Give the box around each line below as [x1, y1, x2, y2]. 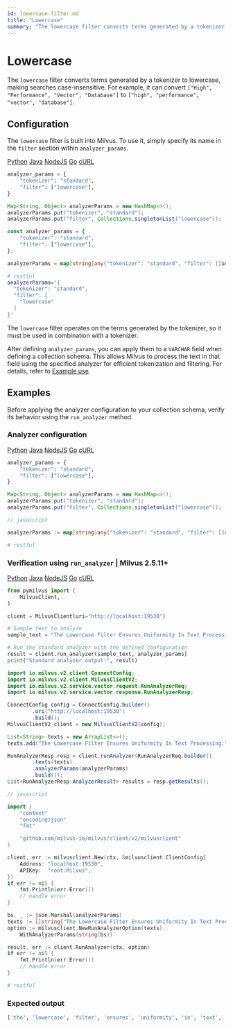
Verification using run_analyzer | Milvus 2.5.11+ [7, 558, 169, 568]
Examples [7, 387, 51, 399]
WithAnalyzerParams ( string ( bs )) [19, 931, 113, 938]
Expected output [7, 998, 64, 1008]
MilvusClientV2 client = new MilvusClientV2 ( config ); [7, 721, 166, 727]
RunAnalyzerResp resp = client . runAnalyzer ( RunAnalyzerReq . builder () [7, 752, 213, 759]
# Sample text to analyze [7, 625, 82, 632]
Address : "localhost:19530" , [19, 860, 104, 868]
